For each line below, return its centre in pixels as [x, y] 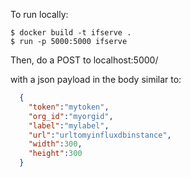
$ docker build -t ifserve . [71, 33]
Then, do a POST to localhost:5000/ [84, 60]
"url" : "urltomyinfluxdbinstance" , [100, 135]
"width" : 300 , [55, 144]
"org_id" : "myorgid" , [71, 116]
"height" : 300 [55, 154]
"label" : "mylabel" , [69, 125]
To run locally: [39, 14]
